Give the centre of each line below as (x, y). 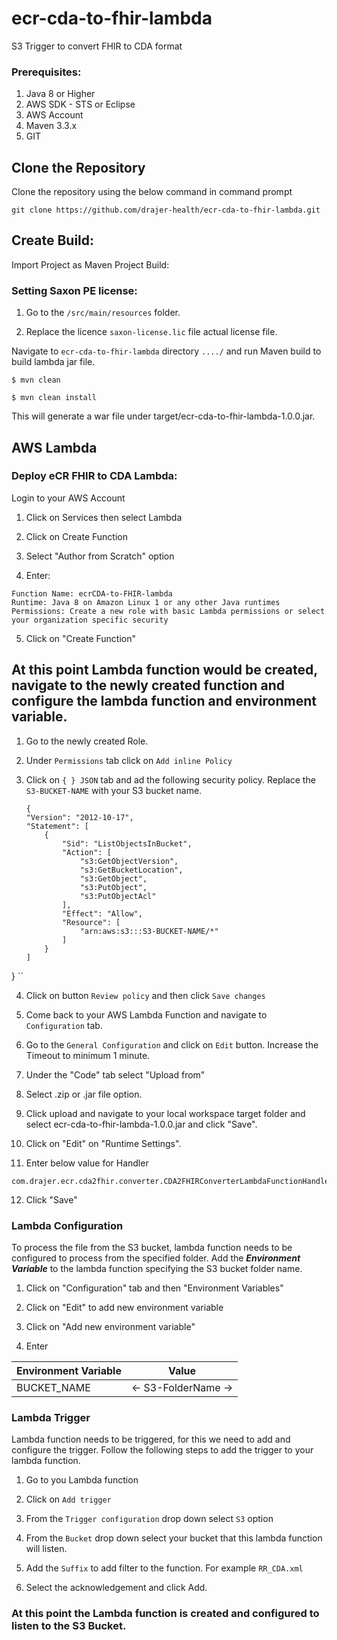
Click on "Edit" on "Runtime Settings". (103, 1143)
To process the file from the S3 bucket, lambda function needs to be (152, 1247)
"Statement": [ (57, 826)
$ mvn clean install (54, 398)
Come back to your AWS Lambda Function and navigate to (146, 1014)
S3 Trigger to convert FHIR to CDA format (97, 46)
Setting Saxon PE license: (74, 290)
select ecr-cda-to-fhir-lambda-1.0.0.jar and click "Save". (141, 1124)
